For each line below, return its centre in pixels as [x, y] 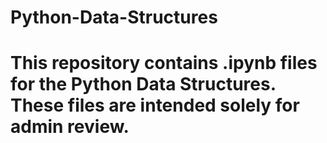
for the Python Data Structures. [143, 84]
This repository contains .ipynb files [164, 63]
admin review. [70, 127]
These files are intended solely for [155, 105]
